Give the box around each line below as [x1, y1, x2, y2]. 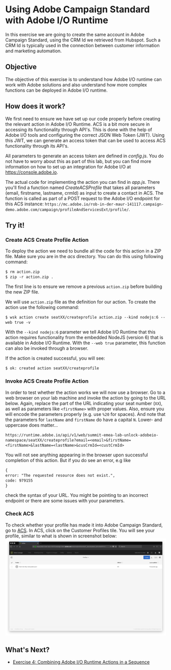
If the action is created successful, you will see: [5, 355, 106, 362]
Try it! [5, 221, 25, 229]
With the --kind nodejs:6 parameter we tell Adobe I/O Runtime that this [5, 329, 156, 335]
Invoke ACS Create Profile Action [5, 378, 89, 385]
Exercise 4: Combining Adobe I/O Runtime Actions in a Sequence [12, 659, 150, 665]
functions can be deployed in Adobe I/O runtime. [5, 87, 108, 93]
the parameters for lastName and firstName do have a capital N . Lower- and [5, 416, 162, 423]
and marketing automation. [5, 48, 62, 54]
